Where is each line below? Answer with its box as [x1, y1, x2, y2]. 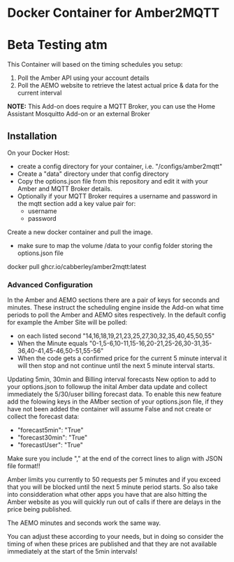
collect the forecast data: [7, 412, 80, 421]
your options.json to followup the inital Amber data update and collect [7, 383, 207, 391]
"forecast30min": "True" [17, 433, 88, 442]
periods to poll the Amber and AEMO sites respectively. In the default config [7, 310, 226, 320]
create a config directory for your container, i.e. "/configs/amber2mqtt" [17, 162, 223, 170]
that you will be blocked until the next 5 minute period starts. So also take [7, 483, 219, 491]
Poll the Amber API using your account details [17, 74, 149, 82]
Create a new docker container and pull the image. [7, 228, 153, 236]
